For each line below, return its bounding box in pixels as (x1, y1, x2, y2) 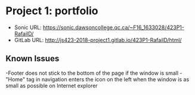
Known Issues (5, 53, 60, 64)
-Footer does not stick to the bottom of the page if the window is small (5, 69, 179, 77)
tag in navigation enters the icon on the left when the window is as (26, 75, 190, 83)
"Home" (5, 75, 26, 83)
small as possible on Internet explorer (5, 82, 98, 89)
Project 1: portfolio (5, 4, 98, 18)
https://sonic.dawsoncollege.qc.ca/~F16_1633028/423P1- (43, 24, 184, 31)
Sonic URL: (14, 24, 42, 31)
